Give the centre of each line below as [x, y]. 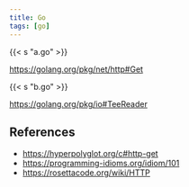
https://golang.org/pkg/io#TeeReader [79, 103]
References [42, 132]
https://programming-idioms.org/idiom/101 [101, 164]
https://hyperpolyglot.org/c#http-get [90, 154]
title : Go [28, 18]
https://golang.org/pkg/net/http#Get [76, 69]
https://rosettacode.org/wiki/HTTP [86, 173]
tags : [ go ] [30, 26]
